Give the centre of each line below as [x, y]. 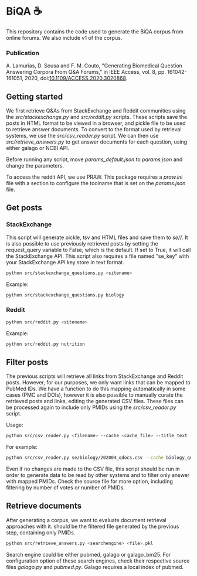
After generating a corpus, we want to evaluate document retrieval [86, 520]
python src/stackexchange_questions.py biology [65, 295]
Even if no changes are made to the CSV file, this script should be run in [93, 469]
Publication [23, 53]
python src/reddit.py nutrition [45, 344]
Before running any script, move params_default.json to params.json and [94, 159]
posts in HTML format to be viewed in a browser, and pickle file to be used [96, 123]
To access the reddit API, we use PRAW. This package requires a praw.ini [94, 177]
